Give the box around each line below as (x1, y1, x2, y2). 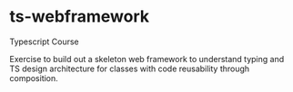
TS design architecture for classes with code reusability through (9, 63, 250, 74)
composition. (9, 72, 59, 83)
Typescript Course (9, 36, 79, 47)
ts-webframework (9, 6, 150, 27)
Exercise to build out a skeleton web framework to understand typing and (9, 53, 285, 64)
